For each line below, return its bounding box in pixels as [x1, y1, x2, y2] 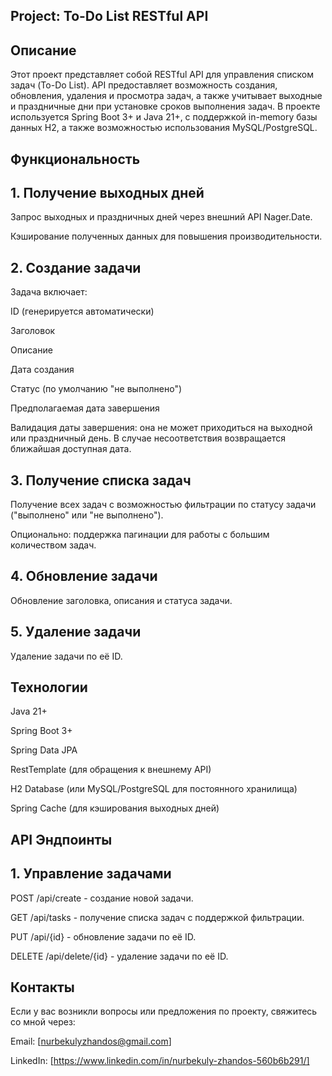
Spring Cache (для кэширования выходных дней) [10, 802, 220, 814]
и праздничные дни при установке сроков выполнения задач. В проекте [10, 100, 321, 113]
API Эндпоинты [10, 831, 113, 848]
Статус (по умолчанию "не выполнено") [10, 383, 183, 395]
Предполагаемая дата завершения [10, 402, 160, 414]
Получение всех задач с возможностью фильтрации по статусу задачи [10, 499, 317, 511]
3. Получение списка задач [10, 472, 192, 489]
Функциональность [10, 150, 141, 168]
